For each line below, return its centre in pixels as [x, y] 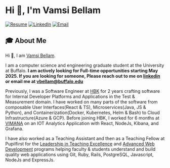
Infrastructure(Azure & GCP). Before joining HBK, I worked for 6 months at [82, 118]
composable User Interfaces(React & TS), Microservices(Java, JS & [76, 107]
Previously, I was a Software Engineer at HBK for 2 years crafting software [83, 91]
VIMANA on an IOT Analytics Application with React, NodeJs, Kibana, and [82, 123]
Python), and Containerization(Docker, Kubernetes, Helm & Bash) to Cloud [83, 113]
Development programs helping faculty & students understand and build [80, 149]
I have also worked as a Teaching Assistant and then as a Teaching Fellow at [85, 138]
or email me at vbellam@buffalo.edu [44, 81]
